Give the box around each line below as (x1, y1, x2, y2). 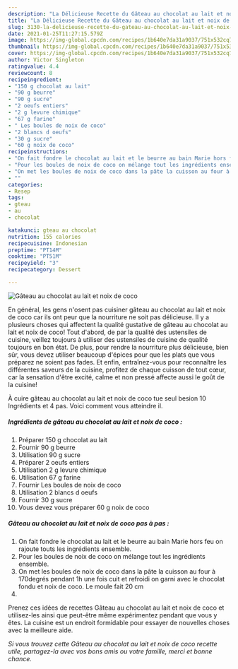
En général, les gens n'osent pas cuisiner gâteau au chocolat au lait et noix (8, 305, 226, 314)
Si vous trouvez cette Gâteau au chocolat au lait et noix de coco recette (8, 639, 218, 648)
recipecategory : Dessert (8, 266, 81, 273)
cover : (8, 50, 28, 57)
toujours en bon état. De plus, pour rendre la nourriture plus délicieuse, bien (8, 343, 229, 351)
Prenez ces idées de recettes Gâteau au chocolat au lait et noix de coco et (8, 603, 225, 612)
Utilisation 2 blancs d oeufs (18, 488, 98, 497)
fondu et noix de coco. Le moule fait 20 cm (18, 582, 144, 591)
